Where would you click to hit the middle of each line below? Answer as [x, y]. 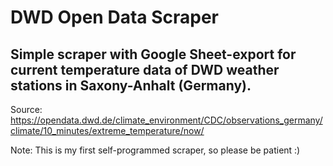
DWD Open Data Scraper [114, 17]
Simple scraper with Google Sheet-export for [153, 54]
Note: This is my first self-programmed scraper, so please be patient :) [155, 150]
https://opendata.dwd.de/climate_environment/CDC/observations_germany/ [166, 120]
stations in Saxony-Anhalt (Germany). [131, 85]
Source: [26, 109]
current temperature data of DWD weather [145, 69]
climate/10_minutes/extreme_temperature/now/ [107, 130]
